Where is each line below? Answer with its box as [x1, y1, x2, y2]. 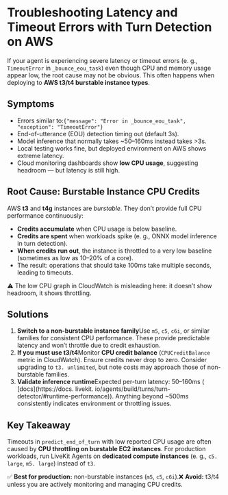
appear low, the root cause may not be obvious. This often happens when [7, 71, 215, 79]
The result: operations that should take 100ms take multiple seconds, [16, 261, 212, 269]
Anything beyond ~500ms [115, 392, 189, 401]
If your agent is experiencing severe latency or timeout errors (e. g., [7, 56, 198, 64]
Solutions [7, 308, 49, 320]
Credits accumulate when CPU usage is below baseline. [16, 225, 177, 233]
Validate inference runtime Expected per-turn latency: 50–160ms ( [16, 378, 205, 386]
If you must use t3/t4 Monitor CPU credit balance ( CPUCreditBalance [16, 348, 211, 357]
